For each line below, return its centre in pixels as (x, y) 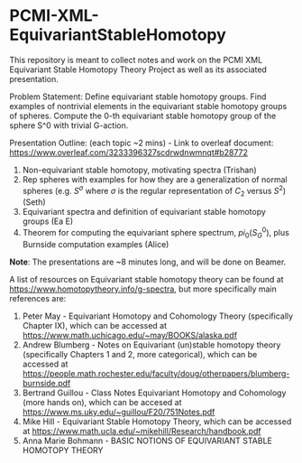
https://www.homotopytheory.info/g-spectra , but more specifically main (143, 289)
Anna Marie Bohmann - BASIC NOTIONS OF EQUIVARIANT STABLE (147, 440)
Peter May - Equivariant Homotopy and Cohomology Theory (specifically (158, 316)
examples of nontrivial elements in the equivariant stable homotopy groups (148, 106)
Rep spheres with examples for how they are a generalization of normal (155, 179)
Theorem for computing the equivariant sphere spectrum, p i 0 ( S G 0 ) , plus (156, 233)
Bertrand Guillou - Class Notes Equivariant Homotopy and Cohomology (154, 393)
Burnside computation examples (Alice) (96, 244)
